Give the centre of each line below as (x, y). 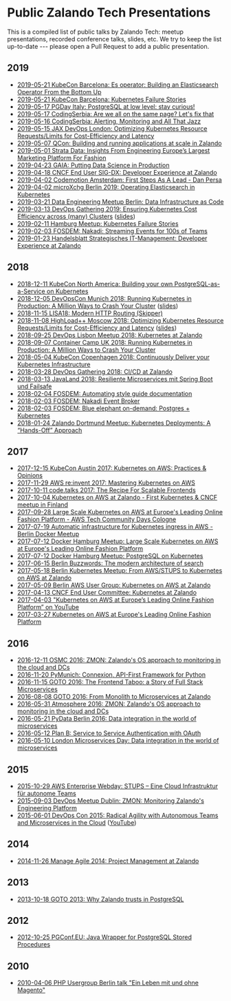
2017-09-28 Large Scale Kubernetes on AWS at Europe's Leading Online (120, 512)
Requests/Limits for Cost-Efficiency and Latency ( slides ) (97, 328)
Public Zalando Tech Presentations (109, 13)
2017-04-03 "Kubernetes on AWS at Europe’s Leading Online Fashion (115, 600)
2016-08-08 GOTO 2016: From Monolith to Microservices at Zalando (114, 697)
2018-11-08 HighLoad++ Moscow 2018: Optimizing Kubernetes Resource (120, 320)
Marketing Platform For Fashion (62, 158)
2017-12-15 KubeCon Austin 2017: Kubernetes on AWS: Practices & (112, 468)
